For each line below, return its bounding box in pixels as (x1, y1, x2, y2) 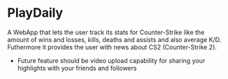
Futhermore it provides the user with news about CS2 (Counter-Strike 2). (7, 43, 217, 51)
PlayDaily (7, 5, 64, 21)
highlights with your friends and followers (17, 64, 137, 72)
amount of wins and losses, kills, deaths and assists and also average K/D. (7, 35, 222, 43)
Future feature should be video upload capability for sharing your (17, 56, 206, 64)
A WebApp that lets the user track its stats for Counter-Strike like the (7, 28, 205, 36)
